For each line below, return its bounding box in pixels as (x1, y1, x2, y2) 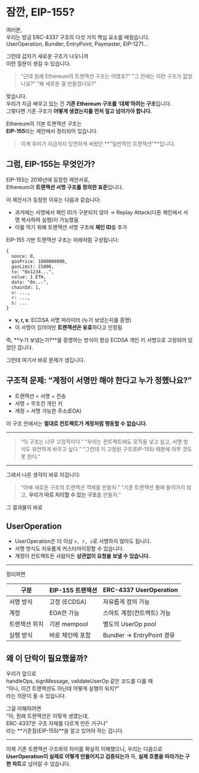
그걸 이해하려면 (6, 705, 41, 712)
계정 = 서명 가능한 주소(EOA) (14, 407, 82, 414)
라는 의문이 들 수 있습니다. (6, 692, 66, 699)
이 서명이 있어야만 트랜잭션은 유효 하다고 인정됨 (14, 324, 123, 331)
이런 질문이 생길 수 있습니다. (6, 60, 71, 67)
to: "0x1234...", (11, 268, 54, 275)
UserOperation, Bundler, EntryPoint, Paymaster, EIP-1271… (6, 40, 148, 47)
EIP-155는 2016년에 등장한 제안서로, (6, 176, 90, 183)
